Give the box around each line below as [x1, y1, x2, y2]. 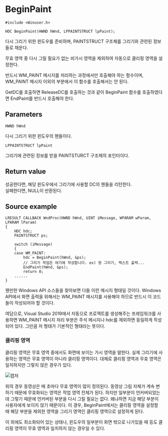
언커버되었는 [135, 389, 160, 395]
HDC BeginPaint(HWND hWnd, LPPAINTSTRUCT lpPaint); [5, 29, 115, 34]
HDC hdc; [14, 229, 33, 234]
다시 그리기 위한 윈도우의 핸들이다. [5, 133, 72, 139]
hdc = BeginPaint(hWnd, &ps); [23, 255, 86, 260]
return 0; [23, 269, 44, 274]
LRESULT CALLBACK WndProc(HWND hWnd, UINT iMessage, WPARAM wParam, [5, 216, 151, 221]
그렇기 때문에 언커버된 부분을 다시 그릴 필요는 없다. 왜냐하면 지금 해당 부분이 [10, 395, 159, 402]
